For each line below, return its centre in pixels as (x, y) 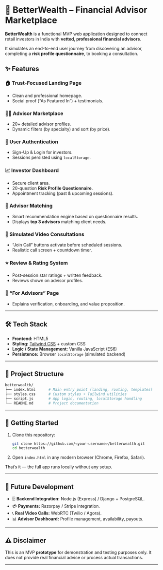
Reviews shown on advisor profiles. (48, 281)
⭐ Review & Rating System (37, 263)
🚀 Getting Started (32, 423)
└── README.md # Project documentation (52, 403)
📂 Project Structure (34, 374)
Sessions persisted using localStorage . (51, 157)
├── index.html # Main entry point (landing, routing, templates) (79, 390)
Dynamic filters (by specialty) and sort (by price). (61, 129)
